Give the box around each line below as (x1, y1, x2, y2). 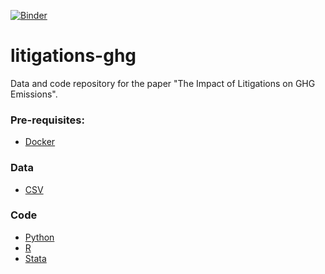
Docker (24, 136, 56, 148)
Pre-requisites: (10, 113, 85, 127)
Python (24, 231, 55, 243)
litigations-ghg (10, 45, 137, 67)
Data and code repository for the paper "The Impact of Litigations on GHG (10, 77, 316, 89)
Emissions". (10, 88, 58, 100)
